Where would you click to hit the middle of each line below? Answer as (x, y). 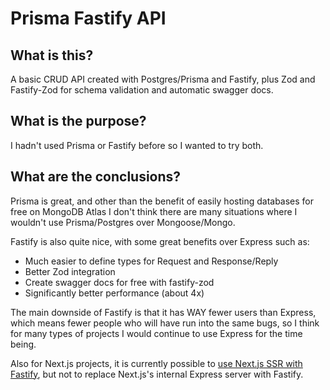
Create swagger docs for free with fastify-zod (119, 282)
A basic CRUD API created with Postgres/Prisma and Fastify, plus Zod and (163, 79)
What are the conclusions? (96, 177)
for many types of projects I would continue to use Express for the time (156, 333)
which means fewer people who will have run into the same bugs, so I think (165, 323)
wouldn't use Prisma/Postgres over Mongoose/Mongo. (123, 222)
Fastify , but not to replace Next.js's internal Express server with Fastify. (157, 374)
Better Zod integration (70, 271)
